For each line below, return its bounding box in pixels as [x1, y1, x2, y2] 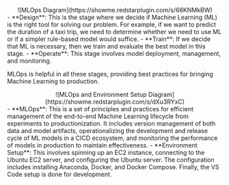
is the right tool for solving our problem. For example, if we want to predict [7, 20, 217, 29]
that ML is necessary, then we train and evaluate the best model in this [7, 42, 206, 50]
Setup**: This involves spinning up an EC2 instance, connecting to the [7, 149, 205, 156]
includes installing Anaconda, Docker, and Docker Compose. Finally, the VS [7, 163, 219, 171]
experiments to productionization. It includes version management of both [7, 119, 216, 128]
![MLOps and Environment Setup [55, 91, 147, 98]
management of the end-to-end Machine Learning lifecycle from [7, 112, 189, 120]
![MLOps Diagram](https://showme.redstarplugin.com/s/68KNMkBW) [16, 6, 213, 14]
